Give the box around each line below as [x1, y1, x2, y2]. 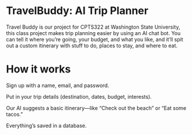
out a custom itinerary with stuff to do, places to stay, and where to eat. [6, 42, 178, 49]
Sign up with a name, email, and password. [6, 82, 110, 89]
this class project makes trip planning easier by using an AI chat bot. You [6, 29, 181, 36]
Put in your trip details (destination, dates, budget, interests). [6, 93, 152, 100]
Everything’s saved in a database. [6, 122, 87, 129]
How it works [6, 63, 71, 76]
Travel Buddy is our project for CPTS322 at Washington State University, [6, 23, 180, 30]
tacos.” [6, 110, 23, 117]
